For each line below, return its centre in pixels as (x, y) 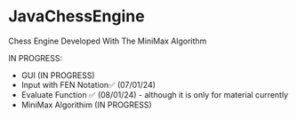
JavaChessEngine (76, 16)
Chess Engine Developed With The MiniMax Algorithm (108, 41)
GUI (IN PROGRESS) (58, 75)
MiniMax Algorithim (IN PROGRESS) (86, 105)
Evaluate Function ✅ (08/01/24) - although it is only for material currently (155, 94)
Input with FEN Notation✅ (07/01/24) (88, 84)
